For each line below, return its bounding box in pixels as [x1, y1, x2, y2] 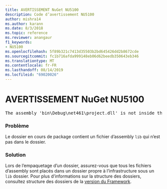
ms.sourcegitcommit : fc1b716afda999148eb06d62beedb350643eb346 [5, 53, 139, 59]
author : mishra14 [5, 16, 41, 21]
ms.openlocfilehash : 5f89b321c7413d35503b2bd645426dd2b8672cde [5, 49, 139, 54]
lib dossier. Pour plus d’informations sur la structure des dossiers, [5, 173, 142, 180]
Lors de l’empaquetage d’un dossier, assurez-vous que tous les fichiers [5, 163, 152, 169]
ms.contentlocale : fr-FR [5, 63, 57, 68]
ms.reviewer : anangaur [5, 35, 52, 40]
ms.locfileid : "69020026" [5, 72, 59, 77]
